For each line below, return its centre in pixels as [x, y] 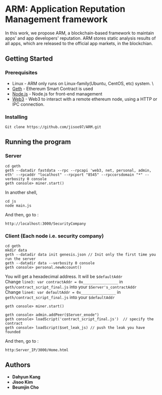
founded [13, 332]
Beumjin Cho [25, 387]
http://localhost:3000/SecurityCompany [46, 224]
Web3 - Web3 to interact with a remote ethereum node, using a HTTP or [85, 99]
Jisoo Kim [22, 382]
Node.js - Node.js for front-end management [57, 93]
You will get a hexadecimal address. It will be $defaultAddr [64, 276]
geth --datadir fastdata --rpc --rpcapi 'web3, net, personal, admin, [78, 170]
